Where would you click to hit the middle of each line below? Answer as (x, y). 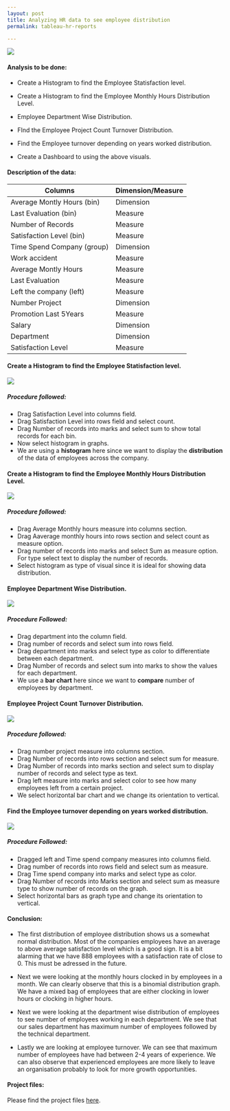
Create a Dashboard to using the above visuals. (84, 156)
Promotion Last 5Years (47, 314)
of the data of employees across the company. (83, 458)
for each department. (47, 673)
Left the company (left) (48, 291)
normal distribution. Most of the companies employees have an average (119, 941)
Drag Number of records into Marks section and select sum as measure (118, 881)
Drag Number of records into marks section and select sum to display (115, 766)
